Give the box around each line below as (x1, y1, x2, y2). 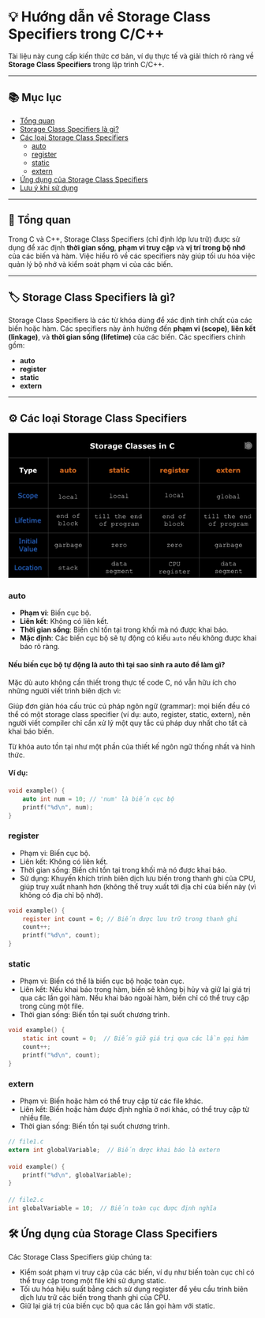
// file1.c (8, 1138, 44, 1146)
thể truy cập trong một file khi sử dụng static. (19, 1275, 167, 1285)
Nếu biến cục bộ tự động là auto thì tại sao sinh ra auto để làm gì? (8, 660, 226, 670)
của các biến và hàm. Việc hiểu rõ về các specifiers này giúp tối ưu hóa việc (8, 251, 256, 261)
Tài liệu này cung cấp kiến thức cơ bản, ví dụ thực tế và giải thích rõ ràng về (8, 51, 254, 61)
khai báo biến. (8, 727, 54, 736)
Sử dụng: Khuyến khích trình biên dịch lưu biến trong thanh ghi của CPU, (19, 873, 256, 883)
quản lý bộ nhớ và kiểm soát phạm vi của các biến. (8, 259, 174, 268)
